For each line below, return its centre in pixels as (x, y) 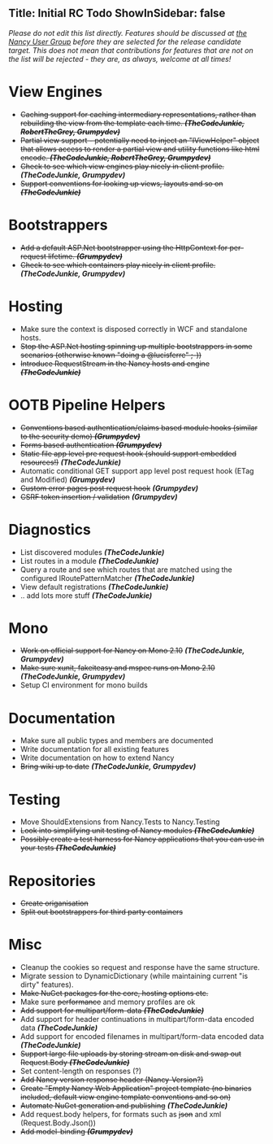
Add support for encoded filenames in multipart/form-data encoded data (142, 1037)
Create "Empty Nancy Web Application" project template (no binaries (136, 1089)
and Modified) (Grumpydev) (67, 479)
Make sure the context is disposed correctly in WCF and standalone (134, 329)
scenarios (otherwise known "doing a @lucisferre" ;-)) (110, 355)
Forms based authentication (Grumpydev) (91, 445)
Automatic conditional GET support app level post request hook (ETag (137, 470)
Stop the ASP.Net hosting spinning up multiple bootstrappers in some (136, 346)
